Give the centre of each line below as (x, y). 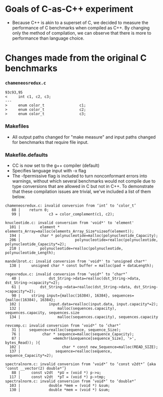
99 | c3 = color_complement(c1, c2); (63, 214)
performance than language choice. (48, 38)
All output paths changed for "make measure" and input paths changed (84, 137)
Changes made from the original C (76, 58)
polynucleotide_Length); (30, 253)
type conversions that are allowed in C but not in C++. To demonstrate (83, 187)
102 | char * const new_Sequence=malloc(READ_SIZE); (84, 347)
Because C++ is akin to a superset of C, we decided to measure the (80, 23)
